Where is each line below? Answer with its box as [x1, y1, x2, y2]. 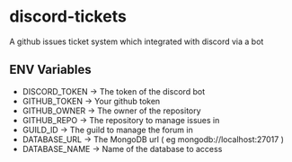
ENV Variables [9, 62, 92, 77]
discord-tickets [9, 6, 128, 27]
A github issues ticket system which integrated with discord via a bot [9, 36, 264, 47]
